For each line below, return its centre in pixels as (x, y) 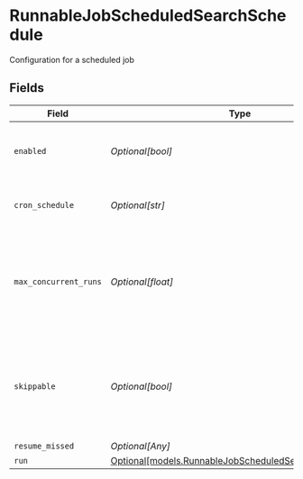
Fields (27, 88)
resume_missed (44, 446)
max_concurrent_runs (58, 281)
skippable (35, 386)
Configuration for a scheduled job (72, 59)
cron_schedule (44, 205)
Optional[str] (138, 205)
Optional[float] (142, 282)
